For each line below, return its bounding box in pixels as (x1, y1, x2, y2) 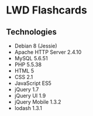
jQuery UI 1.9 (14, 92, 46, 99)
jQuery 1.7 (14, 86, 39, 93)
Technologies (6, 27, 57, 37)
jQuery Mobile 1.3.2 (14, 98, 61, 105)
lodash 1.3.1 (14, 105, 42, 111)
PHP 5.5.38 (14, 61, 42, 68)
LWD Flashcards (6, 4, 88, 17)
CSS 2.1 (14, 74, 33, 80)
